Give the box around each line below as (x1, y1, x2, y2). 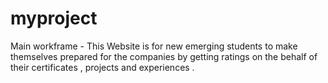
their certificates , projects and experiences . (10, 61, 195, 73)
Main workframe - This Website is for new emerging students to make (10, 40, 298, 52)
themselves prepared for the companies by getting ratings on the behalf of (10, 50, 318, 62)
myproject (10, 7, 98, 30)
